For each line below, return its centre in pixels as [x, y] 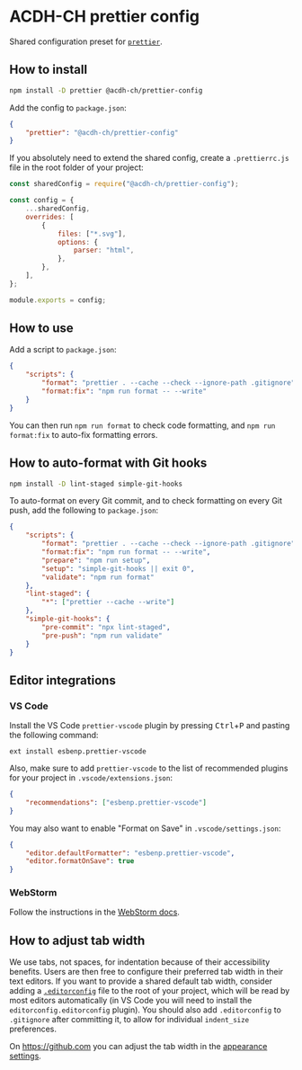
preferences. [33, 1029]
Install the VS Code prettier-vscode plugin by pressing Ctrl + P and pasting [150, 726]
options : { [78, 242]
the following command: [54, 736]
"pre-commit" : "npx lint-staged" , [106, 627]
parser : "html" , [104, 250]
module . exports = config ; [58, 300]
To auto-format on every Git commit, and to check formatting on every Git [146, 501]
